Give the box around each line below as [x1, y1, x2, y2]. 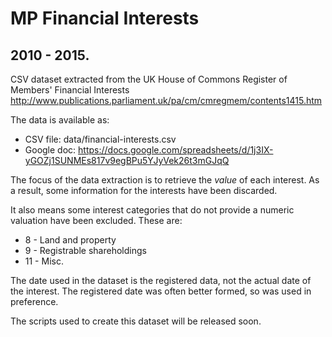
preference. [10, 296, 59, 307]
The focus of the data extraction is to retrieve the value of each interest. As [10, 174, 320, 186]
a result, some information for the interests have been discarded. [10, 185, 278, 196]
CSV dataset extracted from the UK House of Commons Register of [10, 73, 288, 85]
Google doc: [24, 144, 77, 156]
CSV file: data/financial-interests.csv [24, 133, 177, 145]
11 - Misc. [24, 255, 64, 267]
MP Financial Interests [10, 7, 200, 30]
